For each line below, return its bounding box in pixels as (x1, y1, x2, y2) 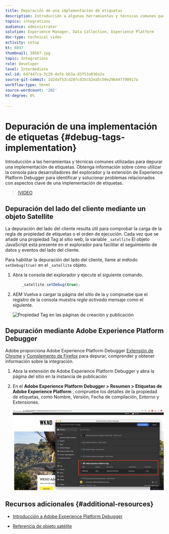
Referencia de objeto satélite (12, 523, 72, 529)
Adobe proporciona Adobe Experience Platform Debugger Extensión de (5, 347, 153, 353)
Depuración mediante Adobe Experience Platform (5, 326, 164, 335)
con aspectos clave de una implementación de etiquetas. (5, 180, 124, 186)
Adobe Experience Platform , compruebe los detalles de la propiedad (12, 388, 157, 395)
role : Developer (5, 61, 39, 66)
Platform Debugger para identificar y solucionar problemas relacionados (5, 175, 155, 181)
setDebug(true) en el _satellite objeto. (5, 262, 88, 268)
